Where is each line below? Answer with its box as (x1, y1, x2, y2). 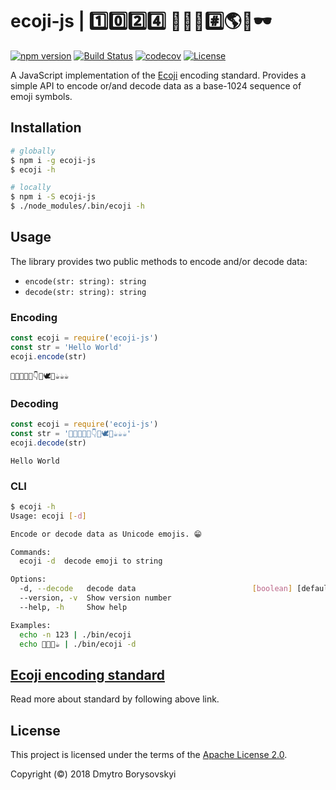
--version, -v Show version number (19, 593, 172, 603)
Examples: (10, 620, 52, 630)
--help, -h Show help (19, 602, 128, 612)
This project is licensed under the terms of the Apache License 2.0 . (10, 749, 288, 761)
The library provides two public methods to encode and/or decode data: (10, 255, 308, 267)
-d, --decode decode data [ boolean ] (19, 584, 293, 594)
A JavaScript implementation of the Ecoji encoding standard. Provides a (10, 69, 307, 81)
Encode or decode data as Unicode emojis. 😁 (10, 529, 202, 539)
